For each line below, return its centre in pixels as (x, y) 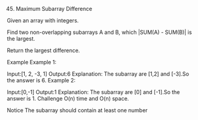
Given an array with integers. (43, 20)
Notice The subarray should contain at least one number (77, 110)
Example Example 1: (32, 62)
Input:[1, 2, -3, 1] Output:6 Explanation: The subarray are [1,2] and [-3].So (98, 74)
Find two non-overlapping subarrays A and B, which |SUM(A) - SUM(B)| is (100, 32)
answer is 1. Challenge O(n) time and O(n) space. (68, 98)
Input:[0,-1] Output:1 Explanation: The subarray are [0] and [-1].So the (94, 92)
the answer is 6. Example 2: (41, 80)
